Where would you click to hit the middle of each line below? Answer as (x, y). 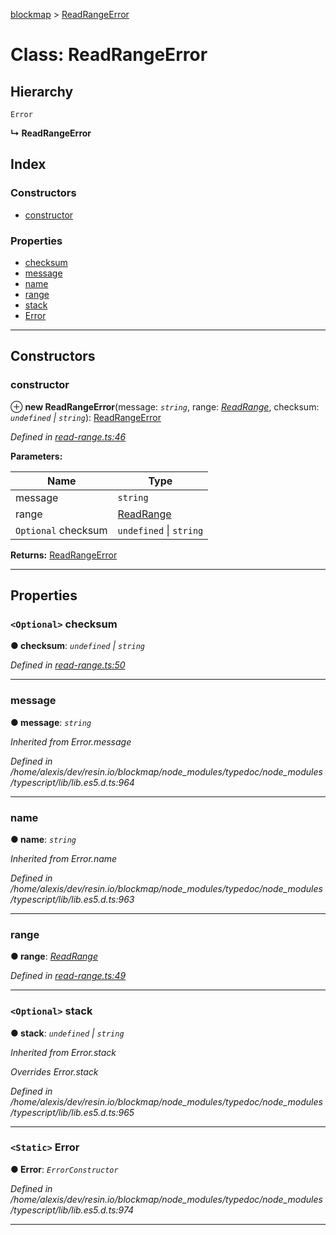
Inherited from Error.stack (63, 1052)
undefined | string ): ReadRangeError (86, 417)
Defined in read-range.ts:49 (68, 976)
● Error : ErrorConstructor (64, 1169)
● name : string (43, 839)
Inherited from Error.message (71, 741)
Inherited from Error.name (64, 858)
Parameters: (36, 456)
